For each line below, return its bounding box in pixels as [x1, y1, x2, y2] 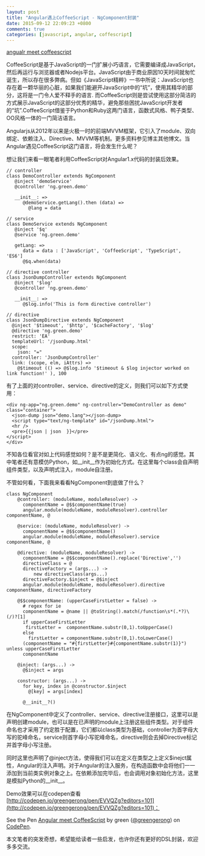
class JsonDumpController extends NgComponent [6, 275, 127, 281]
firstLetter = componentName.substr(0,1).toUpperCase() [25, 625, 173, 631]
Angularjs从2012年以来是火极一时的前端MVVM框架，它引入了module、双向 [6, 128, 196, 135]
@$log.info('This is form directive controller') [22, 301, 151, 308]
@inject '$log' [14, 280, 53, 286]
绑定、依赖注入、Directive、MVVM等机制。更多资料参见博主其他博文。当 [6, 135, 190, 142]
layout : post [6, 9, 40, 15]
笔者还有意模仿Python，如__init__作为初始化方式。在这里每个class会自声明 [11, 458, 199, 466]
